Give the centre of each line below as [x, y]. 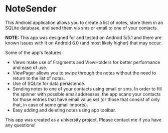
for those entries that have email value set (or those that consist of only [86, 99]
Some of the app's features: [34, 52]
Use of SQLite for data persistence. [49, 83]
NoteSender [31, 9]
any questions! [21, 125]
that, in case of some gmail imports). [50, 104]
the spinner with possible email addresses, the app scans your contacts [87, 94]
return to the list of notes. [39, 78]
